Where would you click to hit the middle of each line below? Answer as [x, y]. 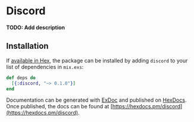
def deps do [21, 78]
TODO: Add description [36, 27]
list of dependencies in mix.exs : [45, 67]
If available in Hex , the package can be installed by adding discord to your [97, 60]
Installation [27, 46]
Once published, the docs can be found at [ [60, 107]
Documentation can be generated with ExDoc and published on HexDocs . [96, 100]
